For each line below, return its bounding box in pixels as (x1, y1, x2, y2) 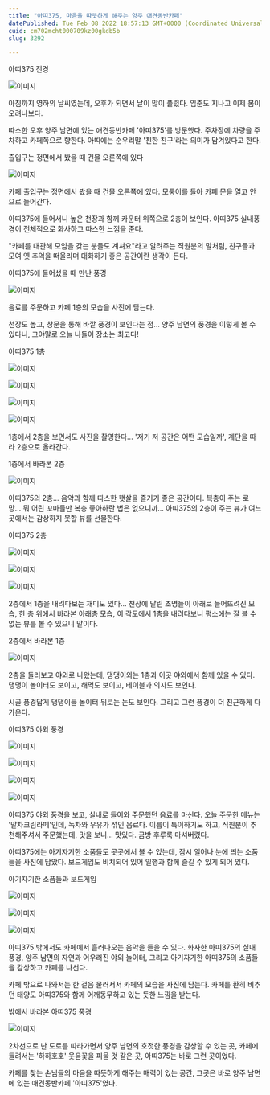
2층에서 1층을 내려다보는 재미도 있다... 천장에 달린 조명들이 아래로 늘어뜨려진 (8, 599, 247, 609)
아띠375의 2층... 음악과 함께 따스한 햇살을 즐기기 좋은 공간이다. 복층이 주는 (8, 494, 241, 503)
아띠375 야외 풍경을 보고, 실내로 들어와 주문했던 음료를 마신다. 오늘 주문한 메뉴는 (8, 810, 261, 820)
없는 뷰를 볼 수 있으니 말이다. (8, 619, 99, 629)
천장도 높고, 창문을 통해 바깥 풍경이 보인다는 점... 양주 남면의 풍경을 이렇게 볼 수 (8, 319, 256, 330)
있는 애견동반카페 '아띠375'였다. (16, 1078, 118, 1088)
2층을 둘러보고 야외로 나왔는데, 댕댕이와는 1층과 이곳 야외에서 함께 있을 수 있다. (8, 671, 256, 680)
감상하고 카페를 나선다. (16, 962, 88, 973)
